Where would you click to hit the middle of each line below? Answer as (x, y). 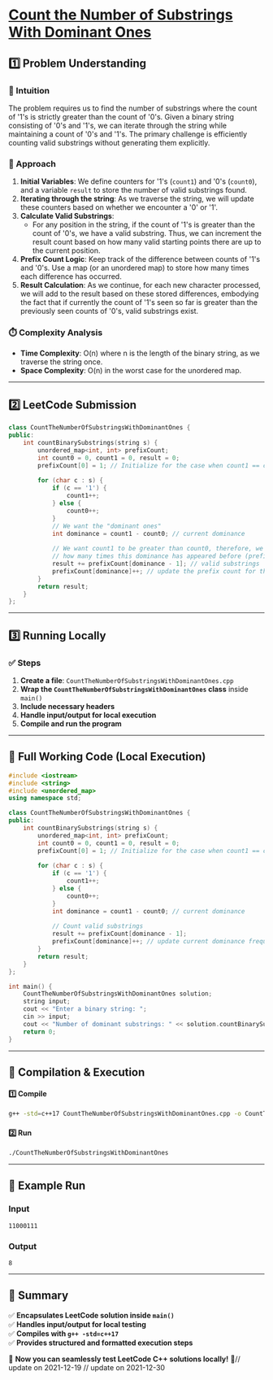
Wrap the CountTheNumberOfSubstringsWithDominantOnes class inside (134, 689)
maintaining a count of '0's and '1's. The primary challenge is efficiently (128, 134)
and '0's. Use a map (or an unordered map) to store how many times (134, 268)
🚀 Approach (32, 163)
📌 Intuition (29, 90)
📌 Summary (39, 1296)
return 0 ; (40, 1032)
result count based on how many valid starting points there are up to (147, 242)
